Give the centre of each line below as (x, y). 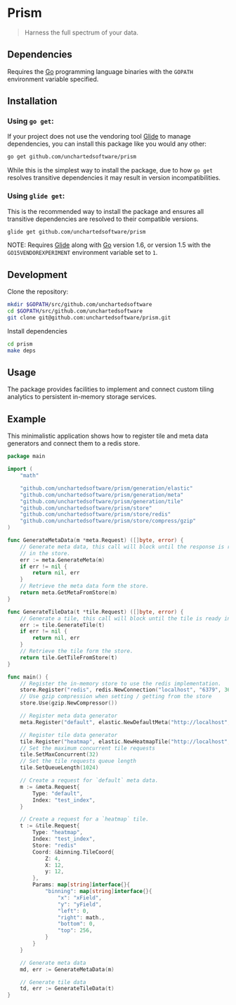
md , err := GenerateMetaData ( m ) (67, 969)
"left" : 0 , (73, 911)
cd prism (20, 344)
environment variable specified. (53, 79)
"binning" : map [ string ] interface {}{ (98, 892)
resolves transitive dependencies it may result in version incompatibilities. (114, 178)
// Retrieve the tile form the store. (77, 651)
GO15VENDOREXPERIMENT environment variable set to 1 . (83, 253)
